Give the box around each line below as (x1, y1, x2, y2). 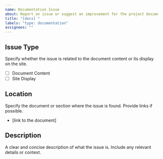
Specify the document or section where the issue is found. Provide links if (5, 102, 153, 109)
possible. (5, 108, 23, 114)
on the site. (5, 61, 28, 67)
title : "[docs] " (5, 16, 40, 21)
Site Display (12, 76, 36, 81)
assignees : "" (5, 25, 34, 30)
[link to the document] (12, 117, 57, 123)
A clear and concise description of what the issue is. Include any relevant (5, 144, 151, 150)
